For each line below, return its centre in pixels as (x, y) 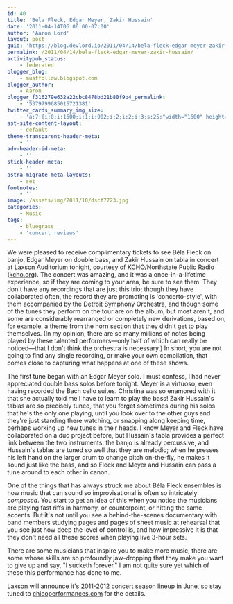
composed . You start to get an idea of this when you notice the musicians (112, 501)
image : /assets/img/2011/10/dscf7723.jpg (68, 201)
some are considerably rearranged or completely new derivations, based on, (116, 319)
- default (34, 130)
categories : (24, 207)
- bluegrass (37, 226)
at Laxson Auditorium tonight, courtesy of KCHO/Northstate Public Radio (111, 267)
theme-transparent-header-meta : (54, 136)
